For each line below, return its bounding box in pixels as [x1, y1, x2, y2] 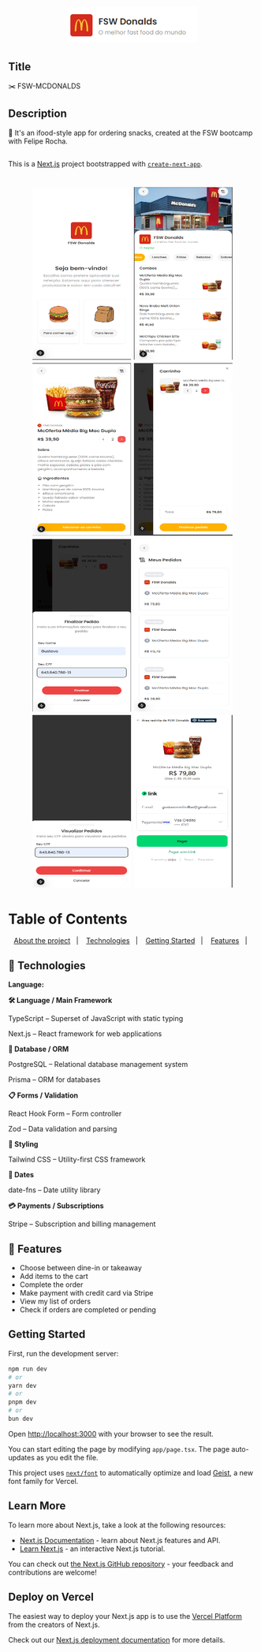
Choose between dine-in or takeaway [19, 1262, 142, 1272]
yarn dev [8, 1382, 37, 1389]
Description [8, 107, 67, 121]
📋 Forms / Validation [8, 1091, 79, 1100]
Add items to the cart [19, 1271, 88, 1281]
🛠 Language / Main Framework [8, 996, 113, 1005]
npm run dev [8, 1365, 47, 1373]
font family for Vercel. [8, 1476, 79, 1486]
